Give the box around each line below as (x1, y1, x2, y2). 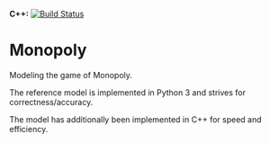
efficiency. (9, 123, 49, 134)
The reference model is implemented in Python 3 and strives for (9, 86, 246, 98)
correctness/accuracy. (9, 96, 94, 107)
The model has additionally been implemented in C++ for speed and (9, 113, 263, 125)
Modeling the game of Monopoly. (9, 69, 133, 80)
